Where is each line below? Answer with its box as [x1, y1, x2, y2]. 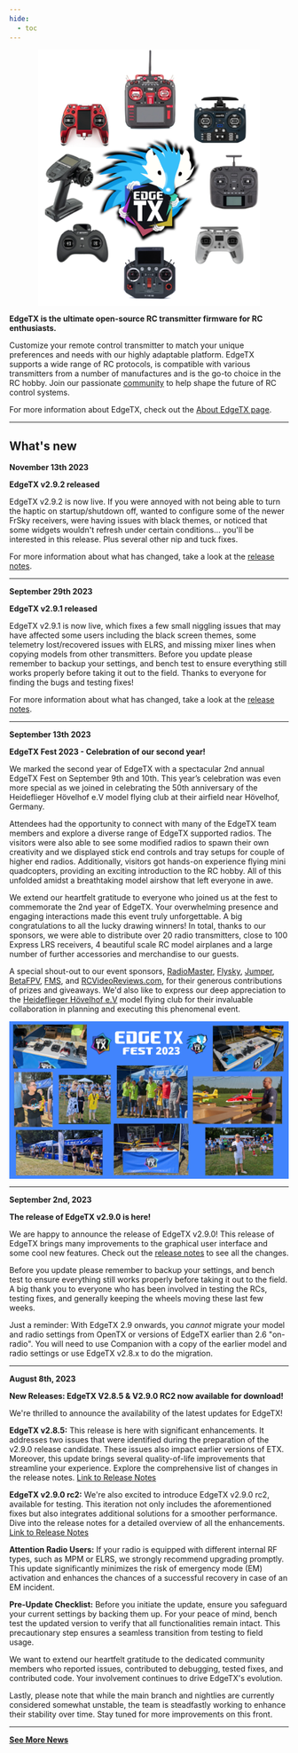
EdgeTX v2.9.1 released [9, 603, 98, 614]
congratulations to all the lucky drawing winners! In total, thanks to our [9, 921, 266, 932]
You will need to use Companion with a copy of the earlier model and [35, 1338, 287, 1348]
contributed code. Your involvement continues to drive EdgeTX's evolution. [9, 1672, 283, 1683]
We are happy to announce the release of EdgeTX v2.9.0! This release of [9, 1229, 275, 1239]
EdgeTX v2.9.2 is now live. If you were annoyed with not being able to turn [9, 497, 281, 507]
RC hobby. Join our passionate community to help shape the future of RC [9, 378, 277, 389]
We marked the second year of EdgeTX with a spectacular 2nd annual [9, 764, 265, 774]
